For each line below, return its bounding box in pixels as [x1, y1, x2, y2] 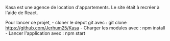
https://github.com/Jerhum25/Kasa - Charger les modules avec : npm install [5, 25, 165, 31]
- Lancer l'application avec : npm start [5, 30, 86, 36]
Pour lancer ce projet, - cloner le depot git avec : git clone [5, 20, 127, 25]
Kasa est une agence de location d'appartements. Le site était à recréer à [5, 5, 160, 10]
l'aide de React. [5, 10, 38, 16]
